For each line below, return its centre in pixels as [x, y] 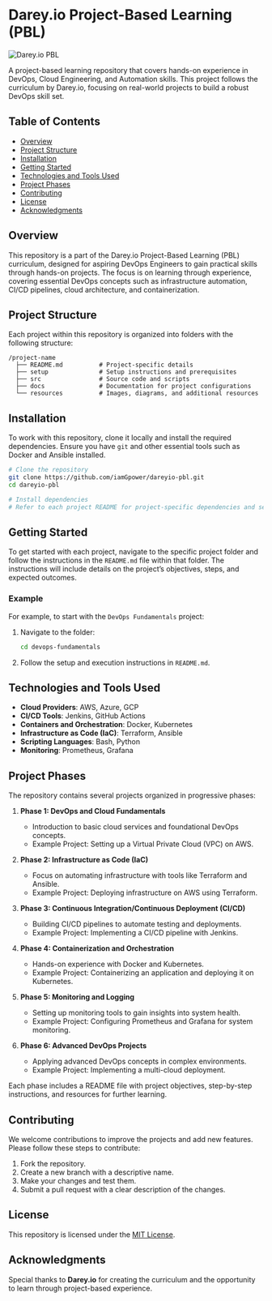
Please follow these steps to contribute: [74, 1148]
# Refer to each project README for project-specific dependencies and [132, 507]
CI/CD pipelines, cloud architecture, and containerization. [104, 289]
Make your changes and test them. [78, 1180]
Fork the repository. [53, 1163]
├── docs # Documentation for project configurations [134, 387]
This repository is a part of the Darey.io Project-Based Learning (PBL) [124, 255]
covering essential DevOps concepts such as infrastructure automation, [128, 280]
